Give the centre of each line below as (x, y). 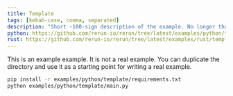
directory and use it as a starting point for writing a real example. (100, 67)
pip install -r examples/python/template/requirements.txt (94, 80)
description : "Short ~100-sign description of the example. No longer (111, 26)
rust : (15, 40)
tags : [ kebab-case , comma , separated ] (63, 20)
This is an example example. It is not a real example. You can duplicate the (113, 59)
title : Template (31, 14)
